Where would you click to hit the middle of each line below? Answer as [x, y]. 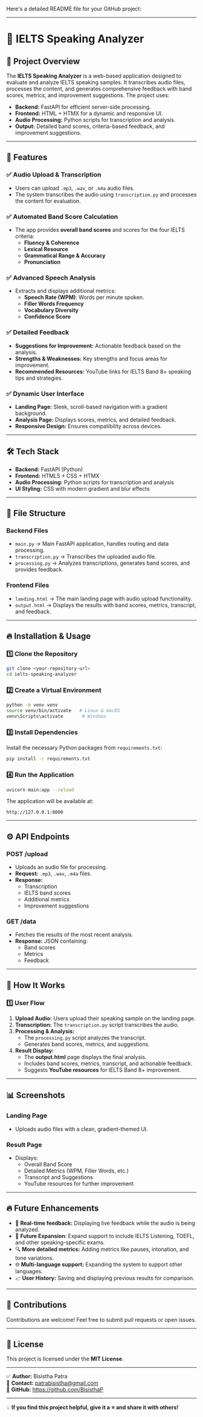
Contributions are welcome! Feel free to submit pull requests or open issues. [101, 1319]
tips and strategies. [39, 378]
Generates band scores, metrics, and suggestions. [87, 1044]
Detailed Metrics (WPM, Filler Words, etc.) [76, 1171]
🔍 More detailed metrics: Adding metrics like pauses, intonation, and [102, 1249]
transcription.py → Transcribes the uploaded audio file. [85, 557]
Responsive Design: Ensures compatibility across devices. [88, 426]
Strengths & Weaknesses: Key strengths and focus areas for [91, 358]
